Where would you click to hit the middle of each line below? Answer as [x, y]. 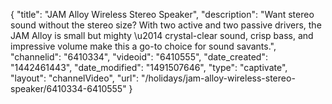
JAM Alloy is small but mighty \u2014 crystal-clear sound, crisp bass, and [162, 35]
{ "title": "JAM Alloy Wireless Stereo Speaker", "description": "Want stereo [162, 14]
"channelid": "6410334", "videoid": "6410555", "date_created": [139, 57]
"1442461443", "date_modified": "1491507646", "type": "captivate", [149, 67]
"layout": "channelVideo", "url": [75, 78]
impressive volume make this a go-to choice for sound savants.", [143, 46]
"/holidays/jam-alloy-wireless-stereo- [218, 78]
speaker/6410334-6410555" [68, 88]
